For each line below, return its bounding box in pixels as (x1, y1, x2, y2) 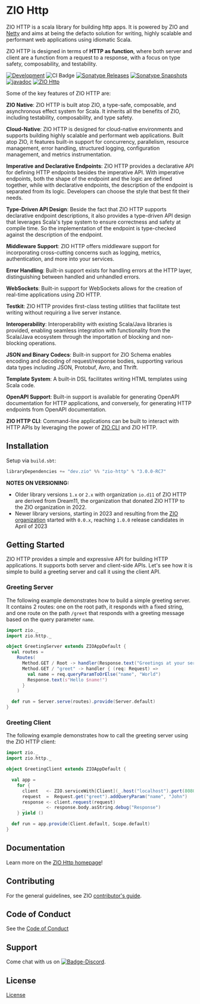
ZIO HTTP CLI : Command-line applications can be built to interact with (6, 417, 179, 424)
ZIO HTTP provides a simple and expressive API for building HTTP (6, 555, 168, 563)
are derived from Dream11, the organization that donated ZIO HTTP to (14, 497, 185, 504)
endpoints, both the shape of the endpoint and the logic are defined (6, 175, 173, 182)
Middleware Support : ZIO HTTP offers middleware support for (6, 242, 160, 249)
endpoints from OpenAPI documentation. (6, 406, 107, 413)
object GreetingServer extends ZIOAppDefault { (6, 644, 127, 650)
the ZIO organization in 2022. (14, 503, 87, 511)
